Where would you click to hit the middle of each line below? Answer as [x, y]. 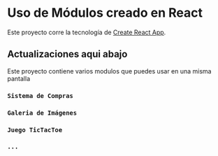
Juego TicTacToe [35, 130]
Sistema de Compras [40, 95]
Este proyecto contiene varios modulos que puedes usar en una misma [109, 71]
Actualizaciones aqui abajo [67, 54]
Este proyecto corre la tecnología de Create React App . [87, 32]
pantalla [19, 78]
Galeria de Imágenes [42, 113]
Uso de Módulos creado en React [105, 13]
